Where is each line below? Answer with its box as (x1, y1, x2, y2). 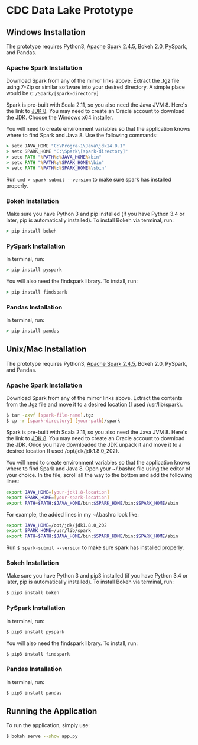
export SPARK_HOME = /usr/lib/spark (6, 528, 92, 534)
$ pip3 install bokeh (6, 590, 60, 596)
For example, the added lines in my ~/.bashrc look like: (6, 511, 139, 518)
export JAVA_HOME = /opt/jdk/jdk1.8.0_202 (6, 522, 108, 528)
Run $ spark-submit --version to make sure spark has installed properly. (6, 544, 184, 551)
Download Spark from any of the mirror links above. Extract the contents (6, 395, 183, 402)
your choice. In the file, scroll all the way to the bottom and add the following (6, 471, 193, 478)
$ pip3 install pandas (6, 690, 62, 696)
